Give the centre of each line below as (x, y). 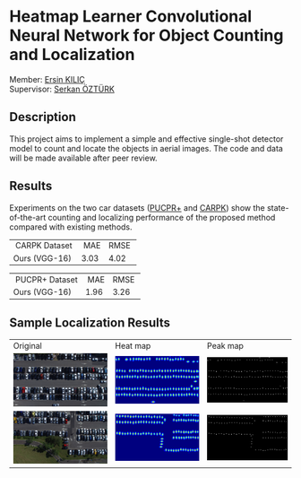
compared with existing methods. (71, 227)
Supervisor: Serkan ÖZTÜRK (62, 89)
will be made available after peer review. (84, 158)
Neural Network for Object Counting (146, 35)
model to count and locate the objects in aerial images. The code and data (146, 148)
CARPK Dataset (44, 246)
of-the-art (28, 217)
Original (28, 346)
